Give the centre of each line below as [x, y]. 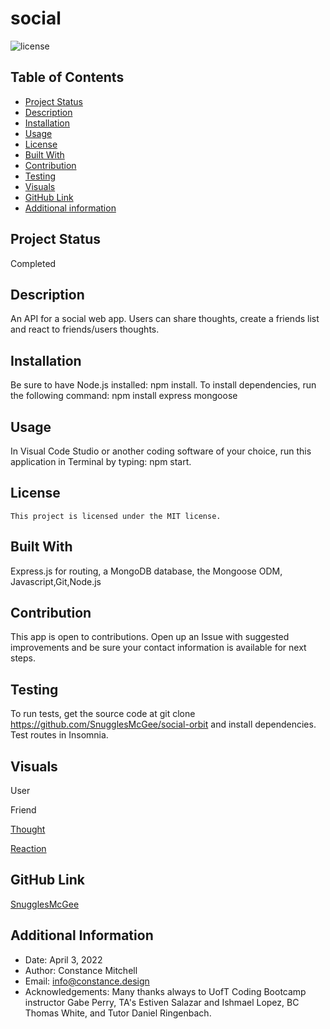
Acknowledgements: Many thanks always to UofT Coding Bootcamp [165, 991]
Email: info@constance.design [87, 981]
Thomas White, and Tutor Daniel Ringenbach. [118, 1013]
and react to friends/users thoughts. [85, 329]
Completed [33, 263]
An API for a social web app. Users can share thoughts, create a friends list [165, 319]
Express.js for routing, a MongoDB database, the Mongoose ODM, [146, 571]
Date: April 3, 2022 [63, 959]
